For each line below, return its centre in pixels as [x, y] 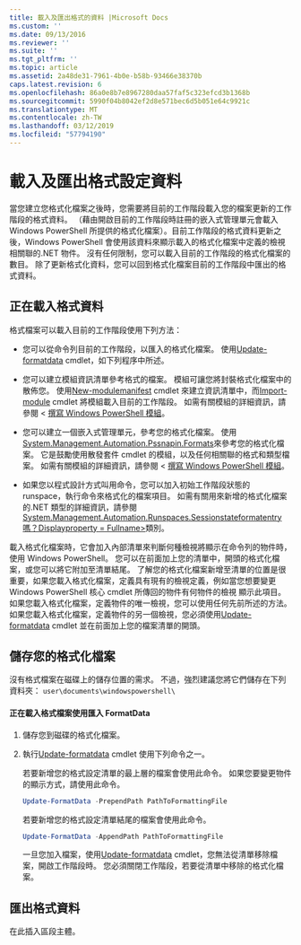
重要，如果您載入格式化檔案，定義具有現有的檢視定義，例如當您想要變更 [142, 581]
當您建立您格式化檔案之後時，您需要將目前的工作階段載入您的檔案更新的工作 [150, 208]
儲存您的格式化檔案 [62, 656]
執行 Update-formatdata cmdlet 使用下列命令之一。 [116, 754]
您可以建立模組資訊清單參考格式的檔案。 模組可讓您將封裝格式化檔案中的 [157, 379]
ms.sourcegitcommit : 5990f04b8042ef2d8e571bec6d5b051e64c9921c [130, 101]
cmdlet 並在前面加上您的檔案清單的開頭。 [129, 626]
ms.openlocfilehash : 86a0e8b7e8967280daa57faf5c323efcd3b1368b [130, 92]
